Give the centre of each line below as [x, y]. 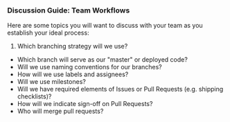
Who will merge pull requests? [60, 111]
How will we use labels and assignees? [73, 74]
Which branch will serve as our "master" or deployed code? [103, 60]
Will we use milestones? [52, 82]
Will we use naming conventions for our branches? [90, 67]
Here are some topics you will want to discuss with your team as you [105, 26]
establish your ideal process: [48, 33]
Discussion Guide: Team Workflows [69, 10]
